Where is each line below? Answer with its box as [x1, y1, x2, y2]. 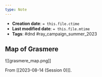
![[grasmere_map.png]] [5, 58, 52, 64]
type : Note [5, 7, 27, 12]
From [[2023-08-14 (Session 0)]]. [5, 67, 72, 73]
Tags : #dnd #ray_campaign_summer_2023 [12, 31, 98, 37]
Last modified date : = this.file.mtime [12, 25, 90, 32]
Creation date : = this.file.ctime [12, 20, 80, 26]
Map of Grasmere [5, 45, 59, 54]
